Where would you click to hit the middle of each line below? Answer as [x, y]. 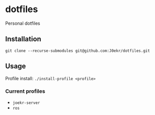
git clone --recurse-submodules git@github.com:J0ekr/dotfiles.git [78, 51]
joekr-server [26, 103]
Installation [23, 39]
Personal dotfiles [23, 23]
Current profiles [25, 91]
